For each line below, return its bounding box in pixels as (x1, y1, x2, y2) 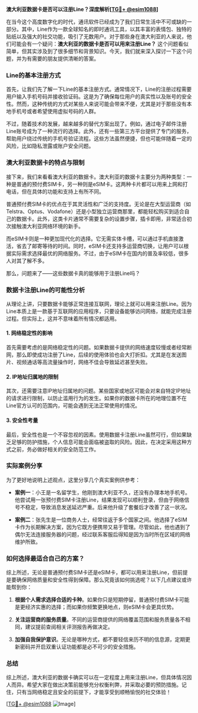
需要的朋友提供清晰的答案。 (31, 55, 99, 62)
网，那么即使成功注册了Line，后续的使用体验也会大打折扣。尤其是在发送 (6, 351, 181, 358)
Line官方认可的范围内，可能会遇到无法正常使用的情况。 (6, 402, 140, 409)
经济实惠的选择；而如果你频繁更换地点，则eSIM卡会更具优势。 (25, 603, 177, 610)
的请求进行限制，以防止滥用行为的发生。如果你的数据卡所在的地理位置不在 (6, 395, 187, 402)
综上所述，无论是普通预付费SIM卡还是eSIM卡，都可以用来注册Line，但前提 (6, 569, 188, 576)
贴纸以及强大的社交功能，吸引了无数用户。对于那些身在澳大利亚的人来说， (6, 33, 187, 40)
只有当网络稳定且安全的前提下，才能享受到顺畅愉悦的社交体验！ (16, 689, 171, 696)
